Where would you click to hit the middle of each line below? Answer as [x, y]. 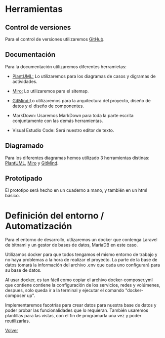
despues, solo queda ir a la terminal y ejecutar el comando [65, 291]
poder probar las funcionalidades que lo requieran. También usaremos [77, 310]
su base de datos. [23, 270]
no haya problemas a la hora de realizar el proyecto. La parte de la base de [81, 260]
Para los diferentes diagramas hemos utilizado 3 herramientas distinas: [77, 158]
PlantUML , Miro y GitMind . [32, 163]
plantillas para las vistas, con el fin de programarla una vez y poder [73, 316]
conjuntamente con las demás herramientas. [58, 121]
